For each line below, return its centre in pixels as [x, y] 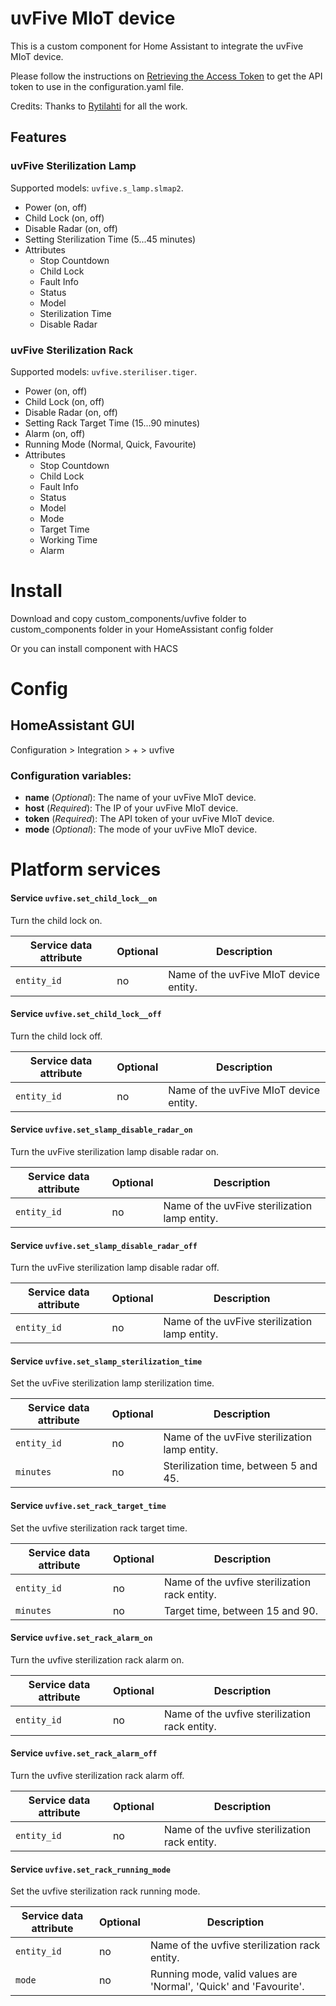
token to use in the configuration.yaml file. [97, 86]
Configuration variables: [71, 775]
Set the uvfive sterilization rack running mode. [105, 1891]
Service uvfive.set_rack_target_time [88, 1505]
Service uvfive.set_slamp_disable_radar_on [101, 1129]
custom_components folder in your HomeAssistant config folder [142, 629]
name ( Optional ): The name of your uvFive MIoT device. [140, 798]
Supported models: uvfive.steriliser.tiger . [104, 371]
